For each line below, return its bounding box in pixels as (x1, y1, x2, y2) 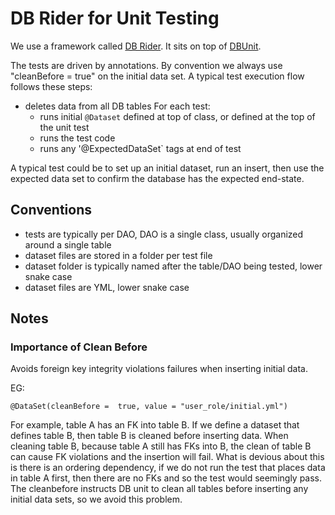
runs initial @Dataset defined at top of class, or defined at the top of (39, 110, 316, 122)
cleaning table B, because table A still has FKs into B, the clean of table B (10, 440, 312, 452)
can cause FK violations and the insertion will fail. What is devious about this (10, 451, 325, 463)
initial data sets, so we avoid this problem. (10, 493, 183, 506)
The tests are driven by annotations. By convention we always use (10, 59, 283, 71)
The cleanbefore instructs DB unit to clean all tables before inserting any (10, 483, 309, 495)
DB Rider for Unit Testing (10, 7, 220, 30)
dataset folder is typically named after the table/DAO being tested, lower (24, 260, 323, 272)
